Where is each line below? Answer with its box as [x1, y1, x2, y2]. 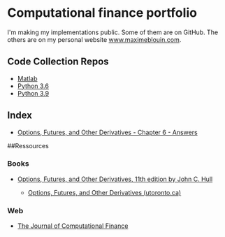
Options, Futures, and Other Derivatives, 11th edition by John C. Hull [17, 175, 213, 183]
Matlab [17, 74, 38, 82]
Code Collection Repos [7, 56, 110, 68]
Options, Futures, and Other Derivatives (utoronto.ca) [27, 188, 182, 196]
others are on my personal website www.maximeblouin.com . [7, 35, 182, 43]
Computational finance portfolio [7, 5, 198, 21]
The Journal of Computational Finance [17, 222, 129, 230]
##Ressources [7, 141, 49, 150]
